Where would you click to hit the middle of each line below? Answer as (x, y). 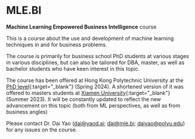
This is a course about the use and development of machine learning (90, 38)
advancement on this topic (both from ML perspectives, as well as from (93, 105)
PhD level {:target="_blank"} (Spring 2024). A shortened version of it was (95, 86)
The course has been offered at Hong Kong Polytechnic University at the (95, 80)
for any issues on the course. (42, 129)
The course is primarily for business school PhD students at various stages (98, 56)
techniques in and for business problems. (57, 45)
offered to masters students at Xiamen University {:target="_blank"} (88, 93)
